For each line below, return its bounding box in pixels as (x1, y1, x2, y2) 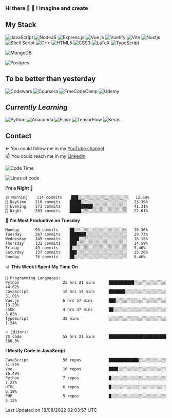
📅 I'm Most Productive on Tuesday (5, 217, 81, 224)
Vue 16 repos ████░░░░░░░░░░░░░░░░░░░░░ (5, 367, 167, 372)
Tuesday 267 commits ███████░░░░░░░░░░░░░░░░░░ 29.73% (5, 232, 148, 237)
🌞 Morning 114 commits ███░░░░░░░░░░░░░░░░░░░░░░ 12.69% (5, 195, 150, 200)
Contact (5, 131, 32, 140)
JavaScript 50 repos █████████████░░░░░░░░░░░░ (5, 357, 167, 363)
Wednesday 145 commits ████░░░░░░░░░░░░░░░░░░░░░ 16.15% (5, 237, 148, 242)
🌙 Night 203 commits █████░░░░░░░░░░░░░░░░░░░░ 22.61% (5, 208, 148, 214)
